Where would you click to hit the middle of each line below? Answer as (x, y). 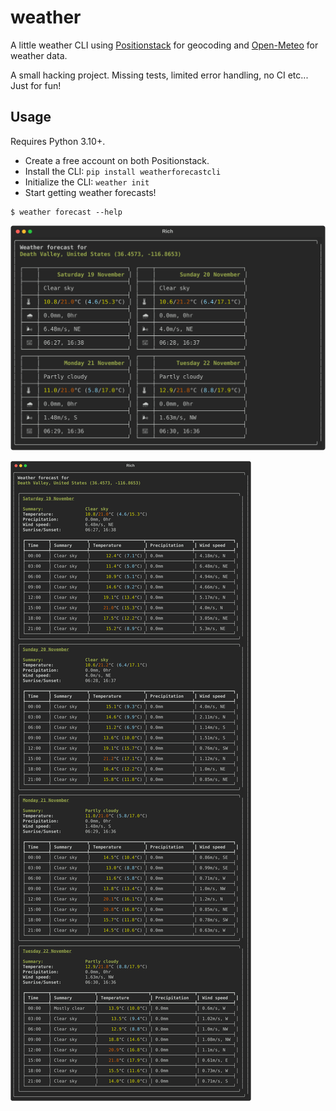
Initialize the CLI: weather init (87, 182)
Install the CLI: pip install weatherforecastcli (123, 171)
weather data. (39, 55)
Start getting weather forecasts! (90, 192)
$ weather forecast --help (66, 212)
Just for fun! (36, 85)
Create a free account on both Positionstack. (117, 160)
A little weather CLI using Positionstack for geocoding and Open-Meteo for (164, 45)
